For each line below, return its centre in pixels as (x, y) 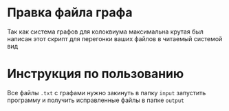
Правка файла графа (70, 13)
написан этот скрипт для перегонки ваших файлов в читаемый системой (115, 38)
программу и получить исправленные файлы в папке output (96, 100)
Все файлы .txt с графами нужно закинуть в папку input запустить (107, 92)
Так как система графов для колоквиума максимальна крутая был (106, 32)
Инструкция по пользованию (96, 74)
